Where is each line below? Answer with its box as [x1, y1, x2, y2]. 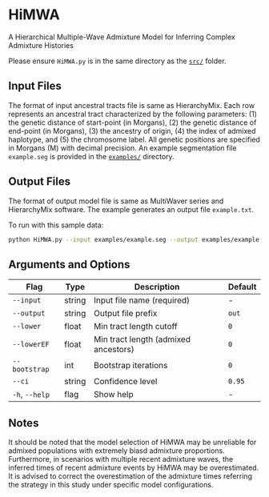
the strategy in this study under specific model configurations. [8, 480, 214, 490]
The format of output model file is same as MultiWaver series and [8, 196, 224, 206]
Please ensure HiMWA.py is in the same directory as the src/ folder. [8, 56, 227, 66]
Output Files [8, 174, 70, 189]
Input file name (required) [93, 295, 191, 306]
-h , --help [12, 389, 50, 400]
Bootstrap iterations [93, 360, 168, 371]
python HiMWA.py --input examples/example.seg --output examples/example [8, 235, 260, 243]
